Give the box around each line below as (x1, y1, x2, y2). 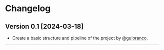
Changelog (5, 3, 51, 14)
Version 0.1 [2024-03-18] (5, 22, 84, 31)
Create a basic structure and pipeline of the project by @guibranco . (12, 35, 148, 41)
